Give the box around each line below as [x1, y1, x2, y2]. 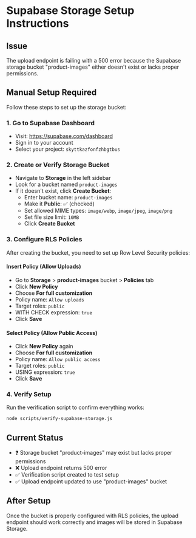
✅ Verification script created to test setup [15, 471, 120, 478]
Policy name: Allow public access [15, 356, 101, 363]
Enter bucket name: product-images [24, 194, 113, 201]
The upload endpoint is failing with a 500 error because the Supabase [6, 57, 181, 64]
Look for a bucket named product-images [15, 181, 118, 188]
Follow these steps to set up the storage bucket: [6, 103, 127, 111]
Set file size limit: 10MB [24, 213, 79, 221]
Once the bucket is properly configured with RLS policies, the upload [6, 512, 179, 519]
